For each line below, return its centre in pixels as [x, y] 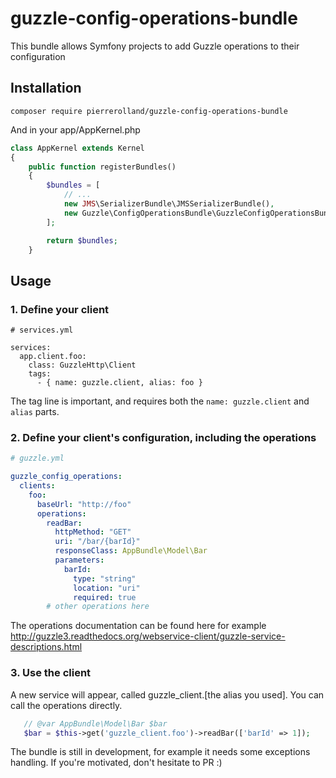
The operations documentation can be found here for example [138, 626]
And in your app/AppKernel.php [75, 129]
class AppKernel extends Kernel [77, 148]
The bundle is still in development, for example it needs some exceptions [160, 752]
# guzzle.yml [37, 458]
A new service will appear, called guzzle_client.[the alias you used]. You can [167, 694]
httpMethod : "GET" [93, 532]
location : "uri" [107, 588]
